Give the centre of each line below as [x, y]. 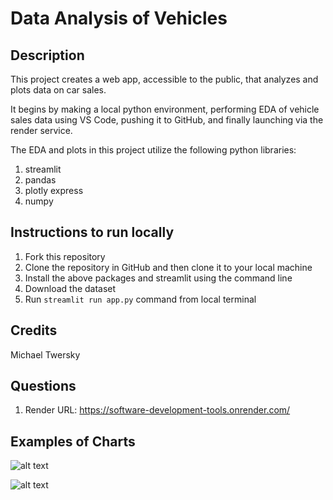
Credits [34, 330]
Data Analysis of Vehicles [119, 18]
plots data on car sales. [58, 90]
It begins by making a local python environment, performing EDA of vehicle [165, 109]
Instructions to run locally [92, 232]
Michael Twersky [45, 354]
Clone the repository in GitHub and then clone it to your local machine [168, 267]
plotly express [54, 190]
